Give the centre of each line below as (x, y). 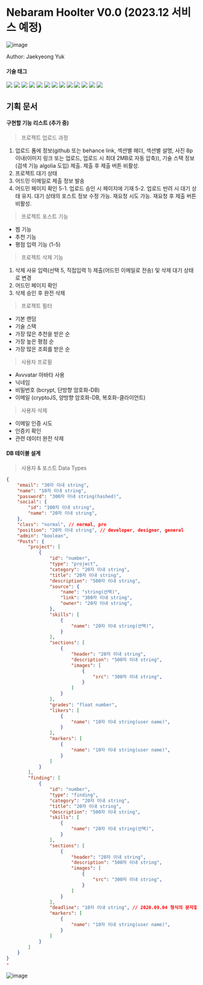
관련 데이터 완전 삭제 (39, 438)
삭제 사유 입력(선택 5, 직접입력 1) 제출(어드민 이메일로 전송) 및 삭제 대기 (98, 270)
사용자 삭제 (34, 410)
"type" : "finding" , (74, 795)
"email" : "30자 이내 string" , (53, 485)
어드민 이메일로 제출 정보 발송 (50, 181)
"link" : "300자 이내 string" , (96, 598)
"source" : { (64, 586)
